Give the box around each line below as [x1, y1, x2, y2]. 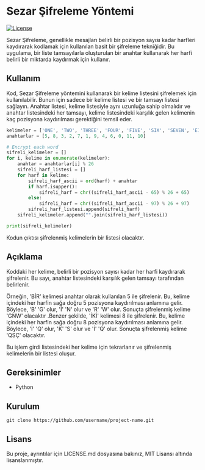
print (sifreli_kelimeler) [6, 223, 72, 229]
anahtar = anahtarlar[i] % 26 [17, 161, 95, 167]
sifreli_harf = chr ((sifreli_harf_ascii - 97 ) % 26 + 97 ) [38, 201, 190, 207]
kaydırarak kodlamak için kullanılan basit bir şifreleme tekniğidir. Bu [6, 43, 175, 50]
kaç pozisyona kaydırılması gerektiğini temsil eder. [6, 115, 133, 123]
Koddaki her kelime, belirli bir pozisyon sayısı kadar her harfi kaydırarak [6, 268, 185, 275]
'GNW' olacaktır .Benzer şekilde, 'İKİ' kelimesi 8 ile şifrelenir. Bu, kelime [6, 312, 185, 319]
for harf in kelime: [17, 172, 70, 178]
